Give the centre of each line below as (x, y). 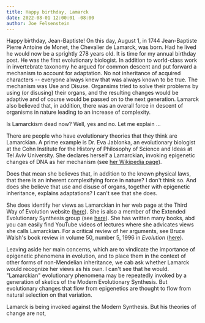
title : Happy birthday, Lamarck (47, 12)
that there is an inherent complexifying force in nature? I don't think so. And (102, 180)
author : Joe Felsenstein (38, 23)
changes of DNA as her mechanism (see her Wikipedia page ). (84, 162)
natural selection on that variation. (49, 295)
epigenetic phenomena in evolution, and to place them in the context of (96, 256)
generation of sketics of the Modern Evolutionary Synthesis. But (87, 282)
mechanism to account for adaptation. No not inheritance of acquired (94, 73)
